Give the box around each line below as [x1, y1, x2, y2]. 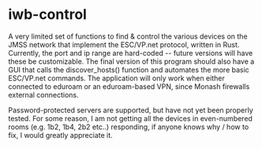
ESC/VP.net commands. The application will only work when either [8, 73, 225, 83]
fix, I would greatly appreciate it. [8, 130, 113, 139]
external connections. [8, 90, 79, 99]
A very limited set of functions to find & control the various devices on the [8, 31, 248, 41]
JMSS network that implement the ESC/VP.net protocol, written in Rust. [8, 39, 240, 49]
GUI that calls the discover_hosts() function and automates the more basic [8, 65, 250, 74]
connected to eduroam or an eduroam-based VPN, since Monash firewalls [8, 81, 250, 91]
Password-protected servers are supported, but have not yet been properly [8, 105, 254, 115]
